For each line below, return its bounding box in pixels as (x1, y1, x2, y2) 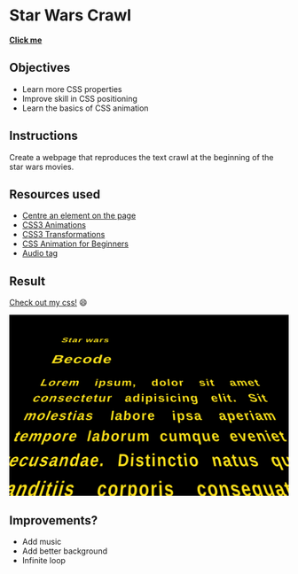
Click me (9, 35, 43, 45)
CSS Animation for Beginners (21, 238, 129, 249)
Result (9, 274, 46, 289)
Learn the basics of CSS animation (21, 103, 149, 113)
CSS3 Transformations (21, 229, 106, 240)
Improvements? (9, 513, 98, 528)
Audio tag (21, 248, 59, 259)
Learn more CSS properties (21, 83, 122, 94)
